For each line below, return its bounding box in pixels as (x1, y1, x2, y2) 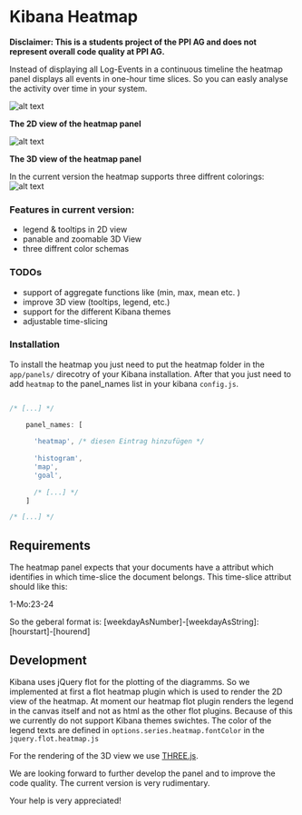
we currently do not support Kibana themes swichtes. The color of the (9, 715, 272, 726)
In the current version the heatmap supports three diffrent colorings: (9, 171, 265, 182)
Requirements (9, 538, 91, 553)
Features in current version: (9, 203, 135, 215)
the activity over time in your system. (9, 83, 148, 94)
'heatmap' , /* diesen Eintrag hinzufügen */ (33, 437, 205, 446)
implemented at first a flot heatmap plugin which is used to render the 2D (9, 686, 283, 697)
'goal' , (33, 471, 63, 480)
